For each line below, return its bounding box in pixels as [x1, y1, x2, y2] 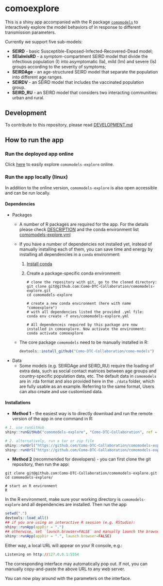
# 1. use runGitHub [5, 425, 45, 430]
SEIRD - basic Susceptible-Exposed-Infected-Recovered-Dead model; [12, 48, 153, 54]
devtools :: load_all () [5, 515, 49, 521]
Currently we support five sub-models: [5, 38, 82, 44]
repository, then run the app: [12, 461, 69, 467]
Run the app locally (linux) [5, 174, 68, 181]
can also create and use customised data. [19, 388, 103, 394]
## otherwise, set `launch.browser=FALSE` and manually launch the [5, 529, 145, 534]
